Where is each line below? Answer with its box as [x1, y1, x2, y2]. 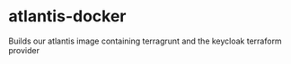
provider [8, 44, 40, 55]
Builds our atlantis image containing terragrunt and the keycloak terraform [8, 36, 282, 46]
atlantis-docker [8, 6, 127, 27]
